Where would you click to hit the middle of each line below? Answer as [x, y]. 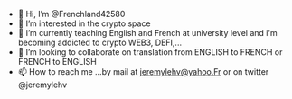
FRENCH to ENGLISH [57, 62]
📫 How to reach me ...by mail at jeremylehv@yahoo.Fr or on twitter [143, 72]
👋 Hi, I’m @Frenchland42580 [71, 14]
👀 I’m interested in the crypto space [84, 23]
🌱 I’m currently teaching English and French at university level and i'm [147, 33]
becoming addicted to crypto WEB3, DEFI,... [100, 42]
